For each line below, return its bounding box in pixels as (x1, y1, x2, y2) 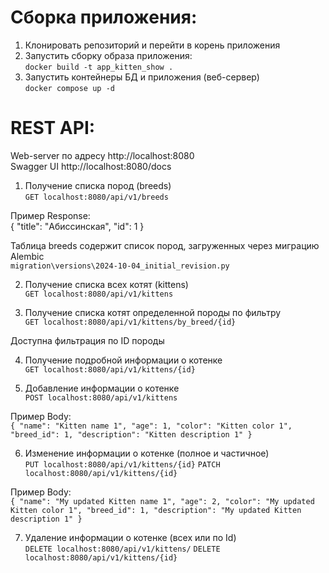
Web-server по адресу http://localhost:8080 (10, 149, 195, 161)
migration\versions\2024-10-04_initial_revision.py (10, 261, 230, 271)
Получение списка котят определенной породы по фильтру (24, 306, 282, 318)
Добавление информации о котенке (24, 382, 180, 394)
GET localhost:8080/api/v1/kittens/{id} (24, 364, 196, 375)
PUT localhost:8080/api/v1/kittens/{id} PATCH (24, 459, 221, 470)
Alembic (10, 250, 45, 262)
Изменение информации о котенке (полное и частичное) (24, 447, 270, 459)
